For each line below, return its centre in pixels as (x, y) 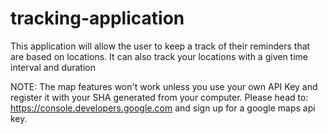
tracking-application (97, 18)
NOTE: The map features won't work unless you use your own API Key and (164, 86)
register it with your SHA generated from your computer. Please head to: (159, 97)
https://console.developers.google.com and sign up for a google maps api (163, 108)
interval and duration (53, 67)
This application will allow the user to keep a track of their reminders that (160, 46)
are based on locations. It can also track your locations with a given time (159, 56)
